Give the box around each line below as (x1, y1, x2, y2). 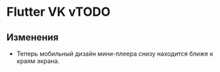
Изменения (6, 32, 59, 43)
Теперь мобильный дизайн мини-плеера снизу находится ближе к (16, 49, 214, 58)
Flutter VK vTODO (6, 4, 111, 20)
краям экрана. (16, 57, 60, 65)
